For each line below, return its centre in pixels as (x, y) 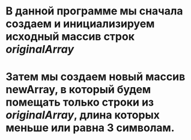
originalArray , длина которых (83, 115)
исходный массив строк (70, 37)
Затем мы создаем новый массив (95, 77)
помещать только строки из (80, 102)
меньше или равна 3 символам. (90, 128)
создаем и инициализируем (80, 24)
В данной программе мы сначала (95, 11)
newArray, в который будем (78, 90)
